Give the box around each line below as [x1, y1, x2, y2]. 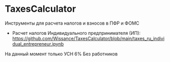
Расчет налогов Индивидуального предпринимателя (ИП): [12, 30, 141, 36]
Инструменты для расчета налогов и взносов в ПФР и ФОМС [5, 20, 139, 26]
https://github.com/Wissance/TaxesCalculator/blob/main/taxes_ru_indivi [12, 35, 165, 42]
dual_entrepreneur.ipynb [12, 40, 64, 47]
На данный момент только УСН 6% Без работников [5, 51, 118, 57]
